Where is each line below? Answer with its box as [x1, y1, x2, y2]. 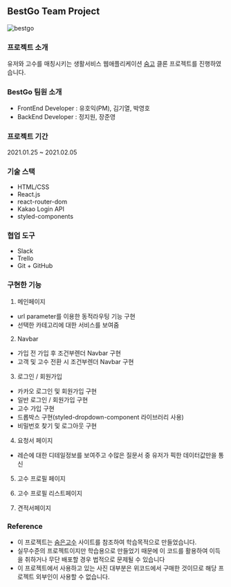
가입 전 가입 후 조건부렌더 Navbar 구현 [17, 349, 121, 357]
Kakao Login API [17, 205, 64, 213]
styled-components [17, 213, 74, 220]
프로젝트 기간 [7, 132, 48, 141]
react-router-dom [17, 197, 68, 206]
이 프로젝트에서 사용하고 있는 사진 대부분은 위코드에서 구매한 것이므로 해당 [17, 563, 217, 572]
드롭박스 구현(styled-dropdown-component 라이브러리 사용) [17, 413, 185, 421]
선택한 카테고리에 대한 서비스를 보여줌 [17, 320, 120, 329]
